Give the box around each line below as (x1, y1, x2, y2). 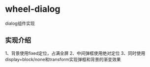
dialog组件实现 (5, 20, 35, 26)
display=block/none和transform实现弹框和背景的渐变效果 (5, 56, 121, 62)
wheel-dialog (5, 3, 60, 15)
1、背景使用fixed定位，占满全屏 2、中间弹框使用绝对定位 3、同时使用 (5, 50, 146, 56)
